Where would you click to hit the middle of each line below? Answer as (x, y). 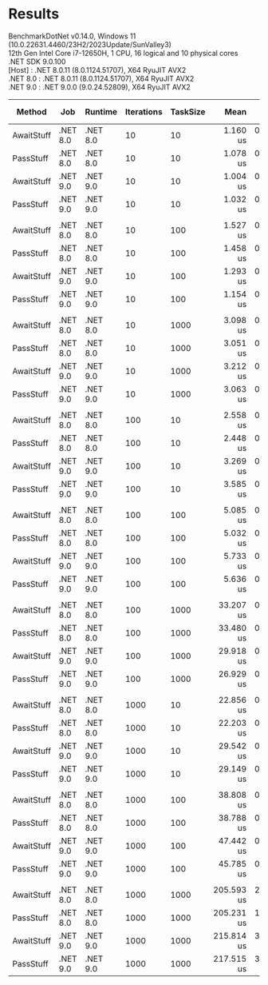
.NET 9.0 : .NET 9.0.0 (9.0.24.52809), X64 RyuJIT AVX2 (100, 87)
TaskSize (188, 111)
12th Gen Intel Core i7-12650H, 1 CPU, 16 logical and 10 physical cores (123, 53)
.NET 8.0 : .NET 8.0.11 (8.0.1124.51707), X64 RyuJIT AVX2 (101, 78)
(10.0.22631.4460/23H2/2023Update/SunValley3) (90, 44)
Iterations (144, 111)
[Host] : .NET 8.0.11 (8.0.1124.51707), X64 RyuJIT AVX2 (97, 70)
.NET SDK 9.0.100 (37, 62)
